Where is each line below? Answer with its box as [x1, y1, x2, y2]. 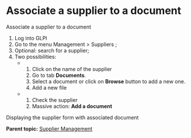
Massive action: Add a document [32, 102, 113, 109]
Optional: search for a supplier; [14, 47, 89, 54]
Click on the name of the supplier [32, 65, 112, 72]
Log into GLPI [14, 34, 48, 41]
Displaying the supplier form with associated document [6, 114, 139, 121]
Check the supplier [32, 96, 78, 103]
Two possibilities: [14, 53, 57, 60]
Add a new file [32, 84, 67, 91]
